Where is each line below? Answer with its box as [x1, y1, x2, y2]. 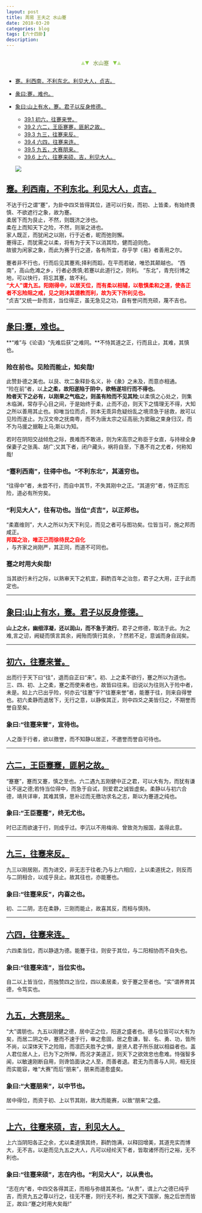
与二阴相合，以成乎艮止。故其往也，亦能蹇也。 [6, 873, 122, 881]
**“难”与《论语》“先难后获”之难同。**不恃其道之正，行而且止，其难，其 [6, 338, 185, 346]
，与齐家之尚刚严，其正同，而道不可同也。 [6, 543, 112, 551]
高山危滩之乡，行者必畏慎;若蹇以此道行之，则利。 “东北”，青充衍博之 [19, 266, 191, 274]
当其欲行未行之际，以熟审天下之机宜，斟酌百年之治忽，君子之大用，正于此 [6, 574, 191, 582]
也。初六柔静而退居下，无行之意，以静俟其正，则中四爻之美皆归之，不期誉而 [6, 696, 196, 704]
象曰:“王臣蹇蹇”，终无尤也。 [6, 809, 89, 817]
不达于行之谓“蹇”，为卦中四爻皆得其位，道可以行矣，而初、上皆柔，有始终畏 [6, 201, 195, 208]
